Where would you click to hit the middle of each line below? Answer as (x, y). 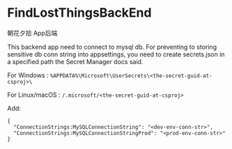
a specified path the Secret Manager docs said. (75, 61)
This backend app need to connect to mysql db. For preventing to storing (112, 47)
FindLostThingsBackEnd (79, 13)
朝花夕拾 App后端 (32, 33)
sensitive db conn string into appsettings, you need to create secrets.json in (116, 54)
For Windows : (28, 75)
